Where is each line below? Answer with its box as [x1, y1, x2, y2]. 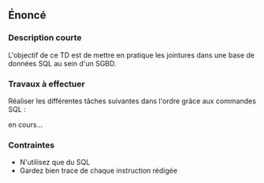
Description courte [8, 32, 82, 43]
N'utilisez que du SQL [19, 158, 91, 167]
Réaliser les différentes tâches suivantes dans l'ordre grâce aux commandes [8, 96, 256, 106]
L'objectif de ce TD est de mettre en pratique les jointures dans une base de [8, 50, 255, 60]
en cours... [8, 120, 43, 129]
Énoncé [8, 9, 46, 22]
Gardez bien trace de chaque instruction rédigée [19, 166, 178, 175]
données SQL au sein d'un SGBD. [8, 58, 117, 68]
